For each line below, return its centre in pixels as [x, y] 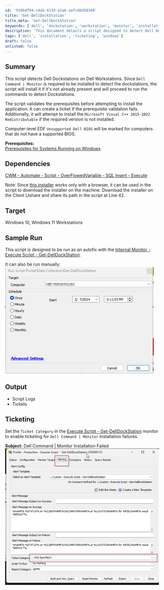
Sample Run [24, 238]
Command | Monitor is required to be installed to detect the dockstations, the [81, 84]
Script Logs [24, 399]
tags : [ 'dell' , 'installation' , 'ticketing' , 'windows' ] [64, 36]
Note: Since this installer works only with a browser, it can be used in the [78, 185]
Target [15, 211]
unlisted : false [21, 46]
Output [16, 387]
